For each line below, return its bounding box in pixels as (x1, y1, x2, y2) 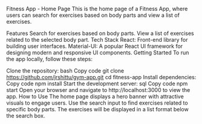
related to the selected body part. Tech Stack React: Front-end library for (6, 36, 188, 43)
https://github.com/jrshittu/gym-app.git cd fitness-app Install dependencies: (6, 74, 197, 80)
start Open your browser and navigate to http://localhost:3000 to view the (6, 86, 191, 93)
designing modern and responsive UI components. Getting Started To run (6, 49, 189, 56)
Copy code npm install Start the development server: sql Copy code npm (6, 80, 188, 87)
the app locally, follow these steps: (6, 56, 93, 62)
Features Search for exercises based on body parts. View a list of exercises (6, 30, 195, 37)
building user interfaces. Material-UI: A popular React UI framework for (6, 42, 183, 50)
